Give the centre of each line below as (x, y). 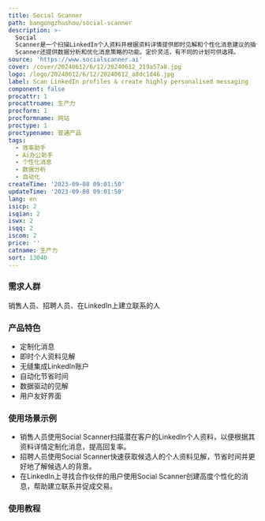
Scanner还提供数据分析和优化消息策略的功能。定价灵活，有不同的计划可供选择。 (127, 52)
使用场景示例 (33, 418)
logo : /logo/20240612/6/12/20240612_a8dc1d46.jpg (91, 74)
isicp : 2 (22, 206)
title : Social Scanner (45, 15)
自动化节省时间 (44, 377)
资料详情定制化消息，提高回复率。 (75, 447)
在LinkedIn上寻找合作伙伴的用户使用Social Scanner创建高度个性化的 (131, 476)
